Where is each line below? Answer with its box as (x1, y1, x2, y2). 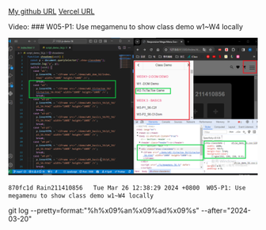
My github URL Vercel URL (8, 7, 95, 16)
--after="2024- (200, 205, 252, 215)
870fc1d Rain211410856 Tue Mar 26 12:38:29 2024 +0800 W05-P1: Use (8, 183, 246, 192)
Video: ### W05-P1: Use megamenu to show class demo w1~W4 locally (8, 22, 244, 31)
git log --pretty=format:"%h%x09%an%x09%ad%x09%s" (8, 205, 199, 215)
